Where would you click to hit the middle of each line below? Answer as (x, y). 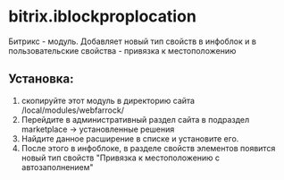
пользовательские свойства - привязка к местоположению (122, 50)
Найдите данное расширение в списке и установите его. (130, 138)
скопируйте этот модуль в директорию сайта (108, 100)
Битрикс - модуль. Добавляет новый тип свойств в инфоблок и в (132, 41)
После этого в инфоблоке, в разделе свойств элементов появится (148, 148)
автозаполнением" (58, 167)
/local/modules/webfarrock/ (72, 110)
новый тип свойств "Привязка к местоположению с (121, 158)
